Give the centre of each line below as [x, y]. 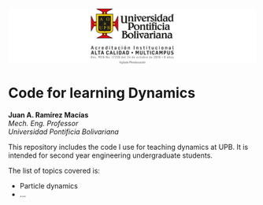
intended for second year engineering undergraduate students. [110, 155]
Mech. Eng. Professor [43, 123]
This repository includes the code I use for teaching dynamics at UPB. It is [128, 147]
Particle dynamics [49, 185]
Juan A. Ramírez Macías [48, 114]
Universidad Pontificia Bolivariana [64, 132]
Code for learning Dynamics [102, 93]
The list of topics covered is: [54, 170]
